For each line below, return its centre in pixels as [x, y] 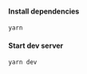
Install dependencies [44, 11]
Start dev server [36, 45]
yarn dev [23, 62]
